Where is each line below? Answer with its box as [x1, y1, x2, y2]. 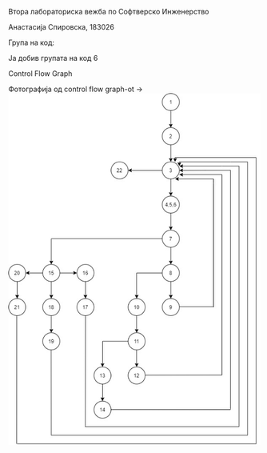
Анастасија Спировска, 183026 [8, 22, 114, 31]
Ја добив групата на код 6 [8, 54, 98, 62]
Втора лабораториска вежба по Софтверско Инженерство [8, 7, 209, 16]
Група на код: [8, 38, 54, 47]
